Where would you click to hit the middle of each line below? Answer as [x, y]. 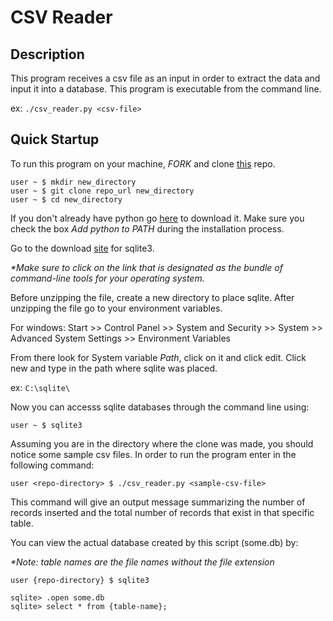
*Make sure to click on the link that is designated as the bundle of [146, 267]
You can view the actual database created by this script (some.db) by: [154, 542]
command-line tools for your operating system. [107, 278]
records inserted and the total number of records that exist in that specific [162, 512]
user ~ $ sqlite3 [46, 425]
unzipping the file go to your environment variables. [116, 308]
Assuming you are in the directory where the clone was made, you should [162, 443]
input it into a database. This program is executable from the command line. [166, 89]
